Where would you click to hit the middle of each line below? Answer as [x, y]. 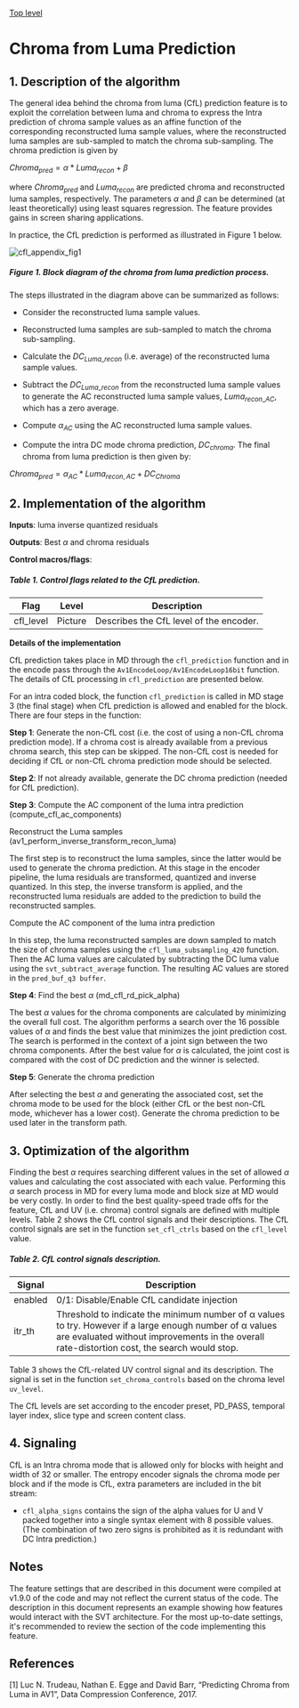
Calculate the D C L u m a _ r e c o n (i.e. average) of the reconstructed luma [145, 357]
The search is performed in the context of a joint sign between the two [139, 1041]
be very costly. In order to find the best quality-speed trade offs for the [139, 1200]
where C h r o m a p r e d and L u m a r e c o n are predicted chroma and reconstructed [147, 188]
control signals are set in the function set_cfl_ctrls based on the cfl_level [148, 1229]
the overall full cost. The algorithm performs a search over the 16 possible [145, 1022]
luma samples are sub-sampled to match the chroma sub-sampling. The [141, 141]
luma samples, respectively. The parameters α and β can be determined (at [147, 199]
